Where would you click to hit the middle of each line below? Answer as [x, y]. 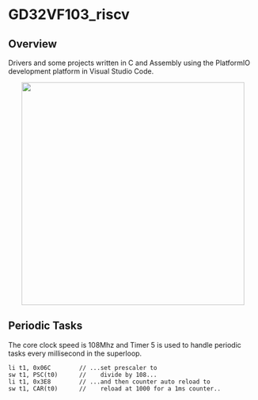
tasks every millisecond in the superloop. [75, 353]
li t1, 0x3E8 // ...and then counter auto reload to [110, 382]
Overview [33, 44]
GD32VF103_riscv [69, 15]
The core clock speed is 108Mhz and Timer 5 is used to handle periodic [125, 345]
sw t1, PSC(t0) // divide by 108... [83, 375]
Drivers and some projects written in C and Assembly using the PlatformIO [129, 63]
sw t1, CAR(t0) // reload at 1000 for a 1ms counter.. [115, 389]
